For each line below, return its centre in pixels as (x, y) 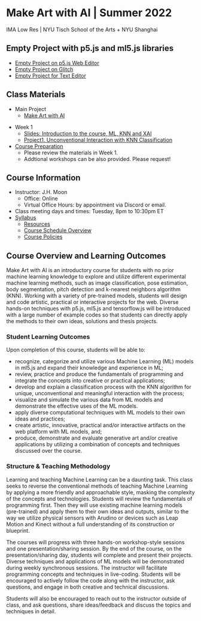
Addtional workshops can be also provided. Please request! (97, 159)
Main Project (31, 109)
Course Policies (43, 237)
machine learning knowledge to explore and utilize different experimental (96, 277)
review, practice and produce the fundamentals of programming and (99, 374)
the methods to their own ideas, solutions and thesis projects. (82, 321)
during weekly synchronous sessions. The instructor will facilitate (87, 568)
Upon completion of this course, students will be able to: (76, 350)
